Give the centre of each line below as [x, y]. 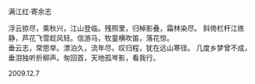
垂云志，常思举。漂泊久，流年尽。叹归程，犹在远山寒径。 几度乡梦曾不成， [130, 48]
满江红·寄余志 [30, 11]
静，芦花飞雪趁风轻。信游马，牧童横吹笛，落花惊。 [91, 38]
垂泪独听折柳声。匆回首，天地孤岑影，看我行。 [84, 58]
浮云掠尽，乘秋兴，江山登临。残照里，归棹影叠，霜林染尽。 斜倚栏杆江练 [126, 28]
